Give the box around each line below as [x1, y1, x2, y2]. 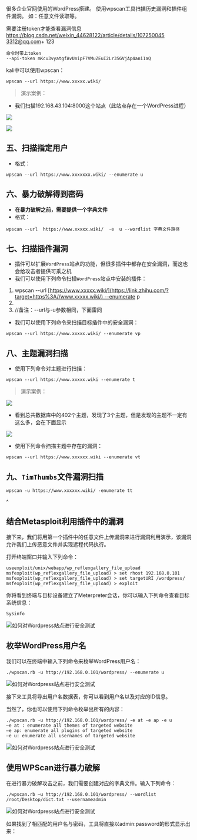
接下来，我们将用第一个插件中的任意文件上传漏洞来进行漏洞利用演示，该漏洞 [6, 533, 192, 540]
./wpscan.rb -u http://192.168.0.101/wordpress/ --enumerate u [6, 669, 165, 675]
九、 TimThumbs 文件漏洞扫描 [6, 471, 104, 482]
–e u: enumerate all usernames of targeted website [6, 733, 135, 739]
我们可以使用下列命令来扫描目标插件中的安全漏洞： [14, 319, 139, 326]
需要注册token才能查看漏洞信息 [6, 25, 82, 32]
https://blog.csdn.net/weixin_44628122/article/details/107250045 [6, 32, 165, 38]
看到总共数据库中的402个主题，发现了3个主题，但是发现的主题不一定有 [14, 412, 188, 419]
